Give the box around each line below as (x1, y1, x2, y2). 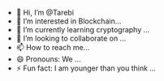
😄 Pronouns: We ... (15, 54, 81, 64)
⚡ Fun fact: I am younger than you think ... (15, 63, 157, 73)
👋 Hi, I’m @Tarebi (15, 8, 75, 17)
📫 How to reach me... (15, 43, 90, 52)
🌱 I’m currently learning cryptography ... (15, 25, 150, 34)
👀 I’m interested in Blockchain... (15, 16, 122, 26)
